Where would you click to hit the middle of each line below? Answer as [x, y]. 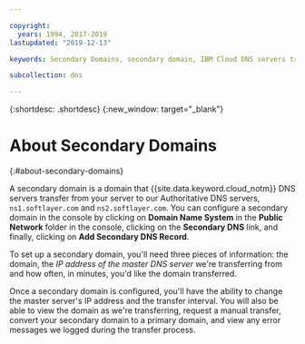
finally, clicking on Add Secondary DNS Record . [99, 237]
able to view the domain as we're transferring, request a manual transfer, [145, 310]
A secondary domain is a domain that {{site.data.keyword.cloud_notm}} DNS [152, 189]
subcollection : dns [46, 75]
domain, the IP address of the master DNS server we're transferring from [146, 264]
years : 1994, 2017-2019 [62, 34]
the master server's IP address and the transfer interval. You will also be [144, 301]
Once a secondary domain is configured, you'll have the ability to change [146, 291]
